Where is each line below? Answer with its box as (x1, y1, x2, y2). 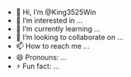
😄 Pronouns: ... (15, 53, 67, 62)
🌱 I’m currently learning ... (15, 24, 101, 33)
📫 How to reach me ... (15, 42, 90, 50)
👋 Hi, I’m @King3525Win (15, 8, 97, 16)
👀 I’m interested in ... (15, 16, 83, 25)
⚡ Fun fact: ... (15, 61, 60, 71)
